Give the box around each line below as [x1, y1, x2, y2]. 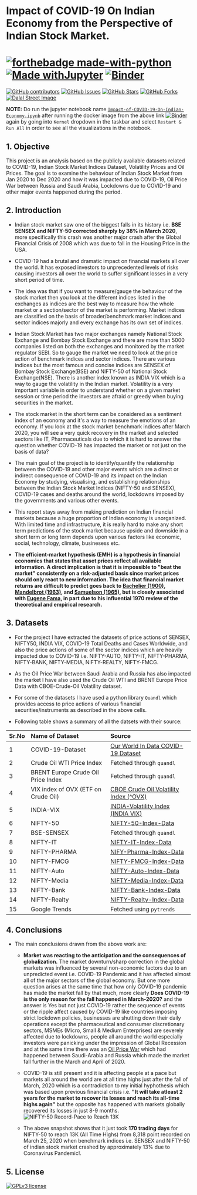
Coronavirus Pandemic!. [23, 1150, 82, 1157]
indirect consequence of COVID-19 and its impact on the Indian [14, 472, 168, 479]
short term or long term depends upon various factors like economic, [14, 533, 182, 540]
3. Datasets [6, 618, 49, 628]
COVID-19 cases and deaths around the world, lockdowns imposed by [14, 490, 185, 498]
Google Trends [30, 905, 72, 913]
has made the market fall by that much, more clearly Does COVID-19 [23, 990, 189, 997]
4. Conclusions [6, 925, 63, 935]
